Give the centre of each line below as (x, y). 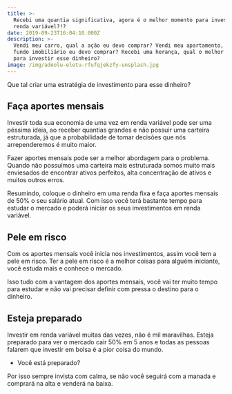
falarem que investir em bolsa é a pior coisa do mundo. (85, 350)
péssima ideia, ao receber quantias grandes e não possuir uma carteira (108, 130)
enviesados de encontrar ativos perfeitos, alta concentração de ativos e (109, 173)
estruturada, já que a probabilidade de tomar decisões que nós (97, 137)
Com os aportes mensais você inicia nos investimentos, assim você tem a (112, 254)
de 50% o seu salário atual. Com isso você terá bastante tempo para (105, 201)
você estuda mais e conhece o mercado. (65, 268)
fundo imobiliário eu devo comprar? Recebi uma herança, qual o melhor (119, 52)
